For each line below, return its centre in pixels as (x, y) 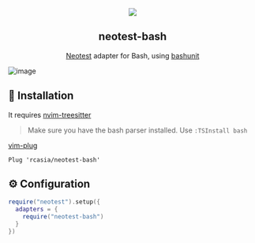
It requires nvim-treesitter (50, 114)
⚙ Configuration (49, 184)
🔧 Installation (41, 96)
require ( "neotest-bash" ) (63, 217)
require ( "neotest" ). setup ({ (54, 202)
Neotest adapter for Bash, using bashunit (133, 55)
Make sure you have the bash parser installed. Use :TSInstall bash (137, 130)
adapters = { (37, 209)
